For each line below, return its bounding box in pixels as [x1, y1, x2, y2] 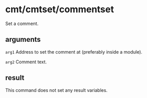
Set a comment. [5, 20, 39, 27]
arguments [5, 35, 41, 44]
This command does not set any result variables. [5, 87, 108, 93]
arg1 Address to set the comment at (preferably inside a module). [5, 48, 143, 55]
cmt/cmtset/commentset [5, 4, 114, 15]
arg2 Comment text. [5, 59, 47, 65]
